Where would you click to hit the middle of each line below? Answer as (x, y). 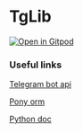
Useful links (36, 65)
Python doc (30, 120)
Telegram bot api (40, 84)
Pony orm (27, 102)
